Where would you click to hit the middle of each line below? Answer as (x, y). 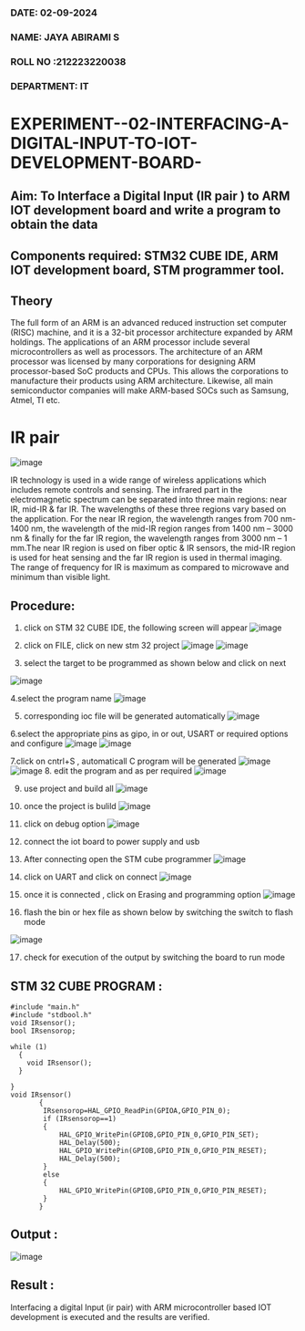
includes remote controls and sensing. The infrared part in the (127, 490)
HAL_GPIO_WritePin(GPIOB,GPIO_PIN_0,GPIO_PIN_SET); (159, 1135)
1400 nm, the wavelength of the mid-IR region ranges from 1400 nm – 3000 (152, 529)
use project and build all (69, 789)
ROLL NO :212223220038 (68, 61)
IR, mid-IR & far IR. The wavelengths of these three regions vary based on (148, 509)
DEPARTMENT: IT (50, 86)
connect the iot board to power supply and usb (112, 842)
